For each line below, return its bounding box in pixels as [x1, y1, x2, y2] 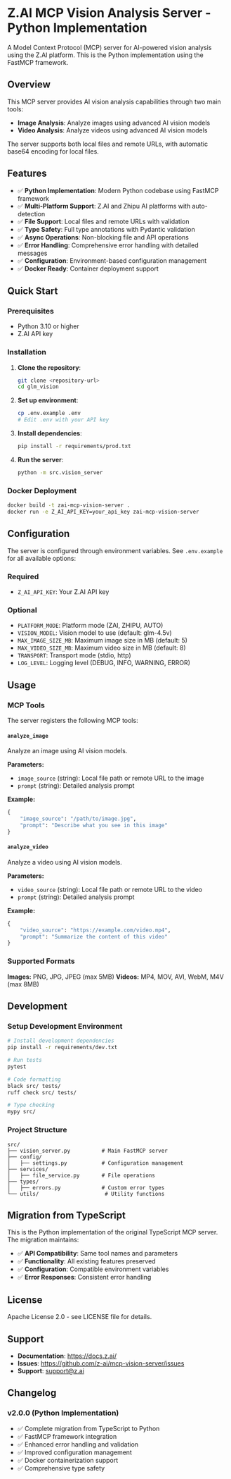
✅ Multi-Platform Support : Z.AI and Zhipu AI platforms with [17, 202, 191, 210]
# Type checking [7, 1101, 55, 1109]
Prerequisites [7, 306, 54, 316]
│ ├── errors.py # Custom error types [7, 1184, 165, 1192]
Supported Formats [7, 956, 75, 966]
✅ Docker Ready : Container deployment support [17, 264, 159, 273]
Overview [7, 79, 51, 91]
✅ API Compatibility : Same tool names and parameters [17, 1249, 178, 1258]
